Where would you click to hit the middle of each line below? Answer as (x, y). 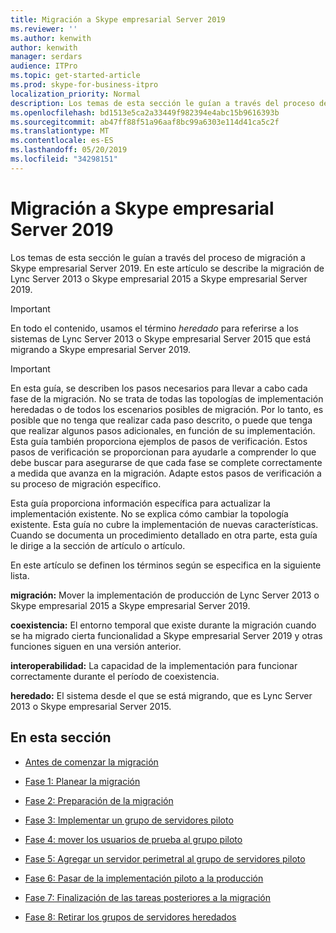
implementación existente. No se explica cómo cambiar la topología (149, 513)
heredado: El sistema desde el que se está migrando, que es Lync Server (161, 695)
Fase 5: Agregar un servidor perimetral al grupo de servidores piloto (165, 858)
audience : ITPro (44, 66)
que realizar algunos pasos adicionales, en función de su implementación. (163, 430)
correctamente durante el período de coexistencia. (115, 676)
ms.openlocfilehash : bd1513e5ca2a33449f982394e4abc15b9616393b (145, 112)
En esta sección (61, 737)
